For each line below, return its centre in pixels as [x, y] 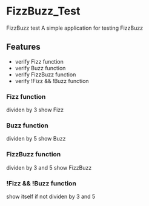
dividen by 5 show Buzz [36, 139]
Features [23, 47]
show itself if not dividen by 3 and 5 [51, 196]
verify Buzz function [40, 68]
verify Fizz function [39, 61]
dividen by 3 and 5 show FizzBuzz [49, 167]
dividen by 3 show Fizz [35, 110]
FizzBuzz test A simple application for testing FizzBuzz [75, 28]
